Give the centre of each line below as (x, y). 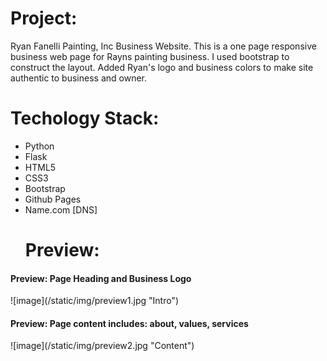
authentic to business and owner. (78, 78)
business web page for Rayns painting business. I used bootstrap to (150, 56)
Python (39, 146)
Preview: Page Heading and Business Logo (101, 278)
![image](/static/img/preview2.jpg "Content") (102, 346)
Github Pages (53, 199)
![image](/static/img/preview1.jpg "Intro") (95, 301)
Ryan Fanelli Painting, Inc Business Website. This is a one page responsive (163, 46)
